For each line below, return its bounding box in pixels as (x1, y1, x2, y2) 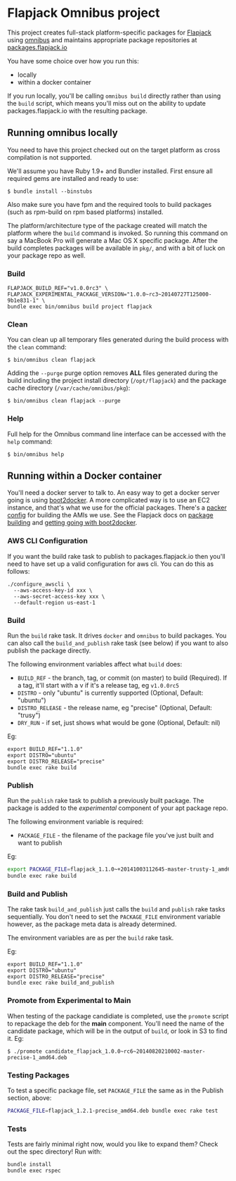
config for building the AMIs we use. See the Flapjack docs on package (7, 511, 214, 519)
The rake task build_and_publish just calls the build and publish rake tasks (7, 905, 225, 914)
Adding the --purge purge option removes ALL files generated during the (7, 369, 218, 377)
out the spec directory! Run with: (7, 1147, 102, 1156)
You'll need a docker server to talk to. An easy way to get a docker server (7, 488, 220, 497)
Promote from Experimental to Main (7, 996, 131, 1006)
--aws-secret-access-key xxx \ (13, 593, 105, 600)
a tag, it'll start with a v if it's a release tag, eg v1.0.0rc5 (17, 681, 179, 690)
